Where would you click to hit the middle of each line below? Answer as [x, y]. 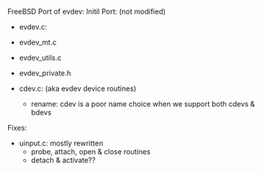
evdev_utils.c [40, 58]
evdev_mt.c [38, 42]
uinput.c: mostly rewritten [61, 143]
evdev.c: [33, 27]
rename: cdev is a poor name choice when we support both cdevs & [143, 104]
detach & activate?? [63, 160]
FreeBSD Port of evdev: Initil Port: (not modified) [87, 12]
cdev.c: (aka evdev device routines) [78, 88]
